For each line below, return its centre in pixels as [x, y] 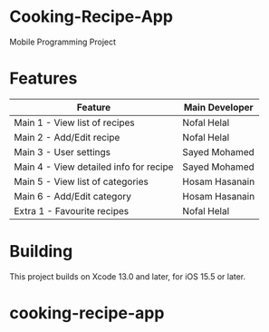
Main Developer [218, 107]
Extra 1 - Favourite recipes [72, 210]
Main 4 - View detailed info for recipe [94, 167]
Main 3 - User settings [62, 151]
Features [43, 78]
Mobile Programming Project [62, 42]
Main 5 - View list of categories [82, 181]
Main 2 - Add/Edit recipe [67, 137]
